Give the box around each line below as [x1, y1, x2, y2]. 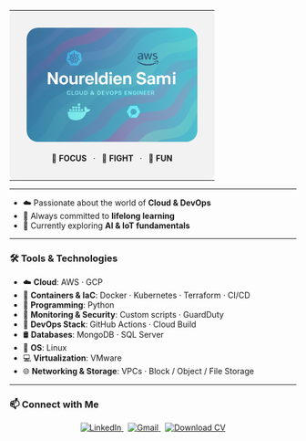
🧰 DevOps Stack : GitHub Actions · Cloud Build [22, 319, 197, 330]
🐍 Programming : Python [22, 299, 115, 310]
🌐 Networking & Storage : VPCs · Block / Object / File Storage [22, 366, 255, 377]
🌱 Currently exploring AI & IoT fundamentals [22, 220, 190, 231]
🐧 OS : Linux [22, 342, 67, 353]
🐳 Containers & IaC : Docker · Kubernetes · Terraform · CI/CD [22, 289, 250, 301]
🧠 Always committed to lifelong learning [22, 210, 175, 221]
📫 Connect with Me [9, 398, 99, 411]
